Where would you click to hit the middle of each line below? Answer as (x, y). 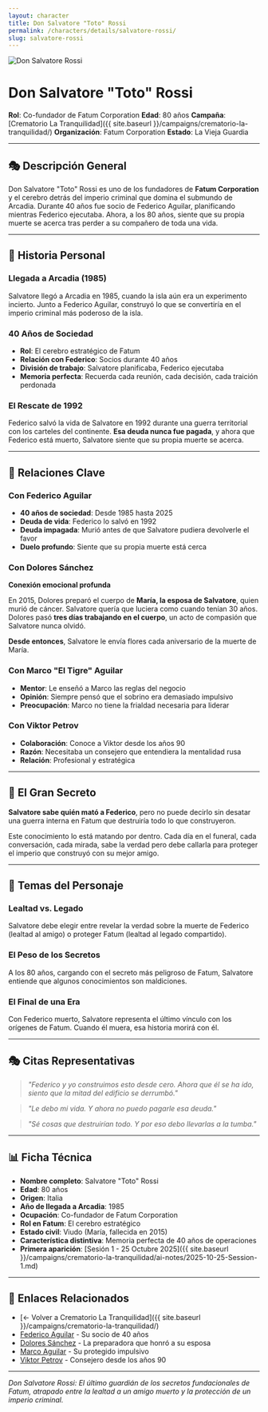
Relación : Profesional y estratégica (77, 760)
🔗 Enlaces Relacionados (69, 1298)
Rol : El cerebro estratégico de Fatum (80, 351)
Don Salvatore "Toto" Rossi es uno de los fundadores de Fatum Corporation (134, 189)
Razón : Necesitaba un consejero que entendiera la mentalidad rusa (130, 752)
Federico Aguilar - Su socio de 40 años (84, 1334)
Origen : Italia (41, 1198)
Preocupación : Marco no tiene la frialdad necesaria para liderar (124, 705)
